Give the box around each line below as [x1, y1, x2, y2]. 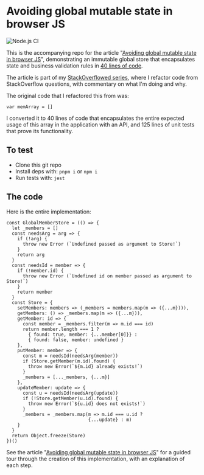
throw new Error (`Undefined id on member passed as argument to [22, 272, 192, 279]
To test [6, 145, 33, 156]
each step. [6, 461, 33, 469]
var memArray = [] [6, 103, 53, 110]
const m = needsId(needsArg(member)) [22, 353, 119, 359]
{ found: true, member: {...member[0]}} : [28, 331, 138, 338]
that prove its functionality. [6, 127, 73, 134]
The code [6, 192, 43, 202]
